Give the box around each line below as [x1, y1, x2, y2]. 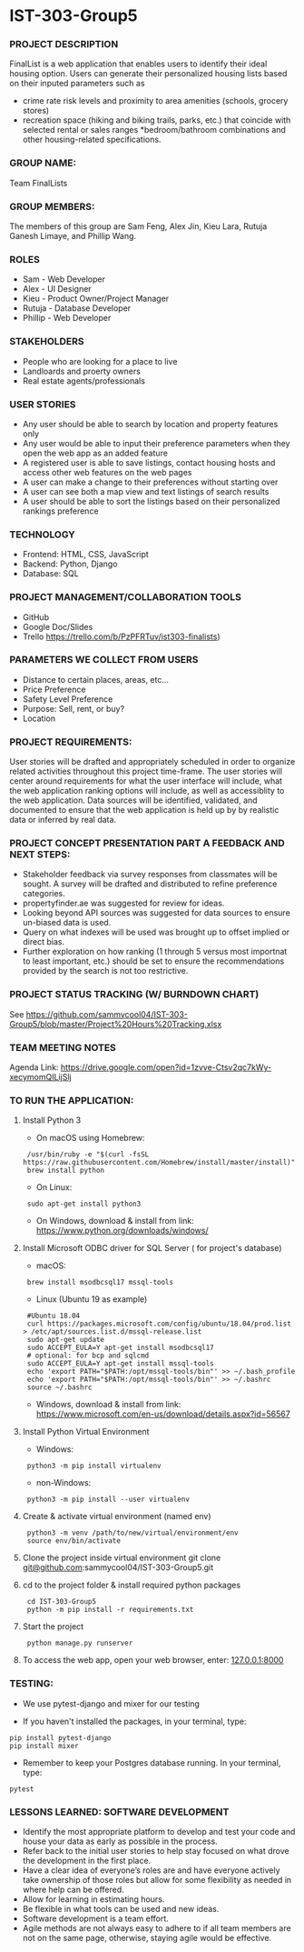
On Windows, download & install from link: [35, 1216, 195, 1226]
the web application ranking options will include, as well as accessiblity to [9, 786, 285, 796]
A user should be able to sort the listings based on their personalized [22, 496, 280, 506]
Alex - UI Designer [22, 284, 93, 295]
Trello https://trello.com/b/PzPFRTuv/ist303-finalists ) [22, 631, 221, 642]
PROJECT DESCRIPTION [9, 38, 119, 51]
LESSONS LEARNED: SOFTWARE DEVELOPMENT [9, 1806, 230, 1818]
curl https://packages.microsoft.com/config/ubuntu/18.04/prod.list [26, 1319, 292, 1328]
